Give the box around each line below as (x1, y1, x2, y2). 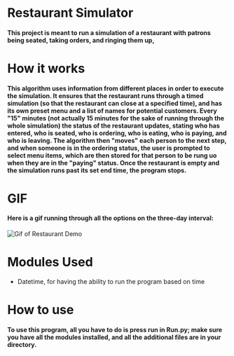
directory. (7, 340, 37, 348)
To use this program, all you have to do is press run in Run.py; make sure (7, 325, 223, 334)
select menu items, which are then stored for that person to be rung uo (7, 151, 217, 159)
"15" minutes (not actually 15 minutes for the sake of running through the (7, 114, 225, 122)
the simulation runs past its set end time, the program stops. (7, 166, 187, 174)
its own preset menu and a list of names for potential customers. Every (7, 107, 217, 115)
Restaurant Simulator (7, 5, 134, 21)
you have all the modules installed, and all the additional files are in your (7, 333, 221, 341)
